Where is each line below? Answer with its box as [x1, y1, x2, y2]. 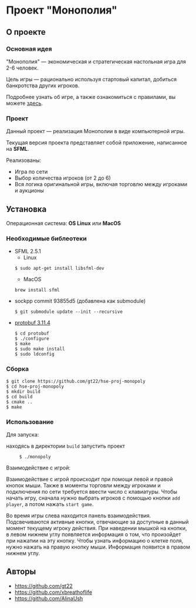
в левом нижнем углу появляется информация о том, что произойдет [6, 531, 181, 538]
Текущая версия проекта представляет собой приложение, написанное [6, 139, 187, 146]
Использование [6, 418, 54, 426]
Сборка [6, 365, 29, 373]
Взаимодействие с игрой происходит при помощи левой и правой [6, 475, 173, 483]
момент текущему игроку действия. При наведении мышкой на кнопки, [6, 524, 187, 531]
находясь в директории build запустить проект [6, 442, 125, 450]
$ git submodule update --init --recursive [14, 309, 123, 315]
